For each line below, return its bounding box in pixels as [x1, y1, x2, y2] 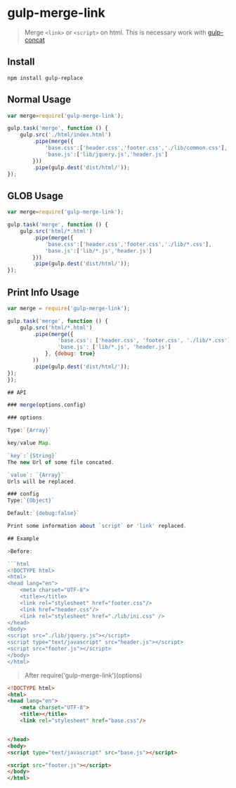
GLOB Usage [7, 189, 64, 201]
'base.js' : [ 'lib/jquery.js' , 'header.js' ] [44, 151, 169, 158]
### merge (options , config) [7, 401, 86, 408]
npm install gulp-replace [7, 74, 83, 81]
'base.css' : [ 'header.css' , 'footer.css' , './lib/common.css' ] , [44, 145, 228, 152]
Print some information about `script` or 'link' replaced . [7, 523, 188, 530]
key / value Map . [7, 440, 52, 447]
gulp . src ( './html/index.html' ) [20, 131, 112, 138]
